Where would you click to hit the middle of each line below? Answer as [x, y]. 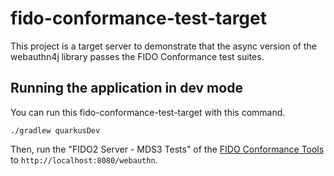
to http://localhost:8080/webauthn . [84, 159]
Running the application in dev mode [126, 88]
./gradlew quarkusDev [55, 130]
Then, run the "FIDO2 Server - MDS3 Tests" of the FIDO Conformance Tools [167, 149]
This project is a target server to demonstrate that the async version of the [163, 46]
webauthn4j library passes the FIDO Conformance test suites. [137, 56]
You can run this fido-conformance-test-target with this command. [148, 112]
